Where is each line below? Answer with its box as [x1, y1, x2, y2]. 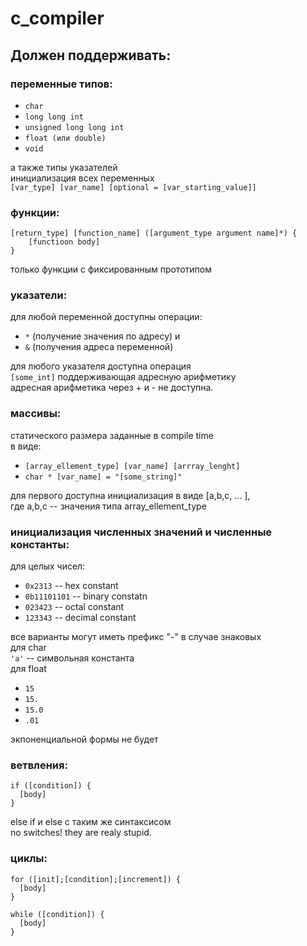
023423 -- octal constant [24, 601, 125, 613]
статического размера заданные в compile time [10, 429, 214, 441]
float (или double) [24, 133, 107, 143]
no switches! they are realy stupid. [10, 827, 152, 839]
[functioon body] [28, 237, 101, 247]
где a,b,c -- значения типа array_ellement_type [10, 500, 207, 512]
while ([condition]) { [10, 909, 105, 919]
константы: [10, 537, 70, 551]
